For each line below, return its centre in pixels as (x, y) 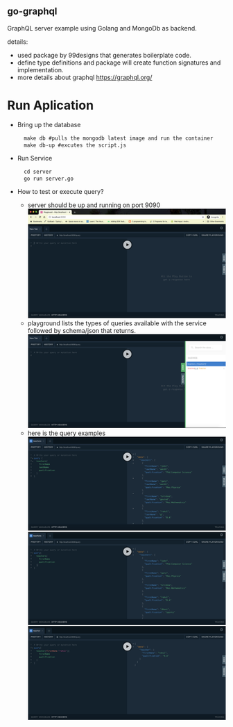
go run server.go (49, 179)
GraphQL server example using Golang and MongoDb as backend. (102, 28)
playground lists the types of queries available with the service (117, 323)
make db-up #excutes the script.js (75, 145)
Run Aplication (51, 105)
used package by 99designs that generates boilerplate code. (104, 55)
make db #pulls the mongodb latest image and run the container (119, 138)
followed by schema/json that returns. (82, 331)
